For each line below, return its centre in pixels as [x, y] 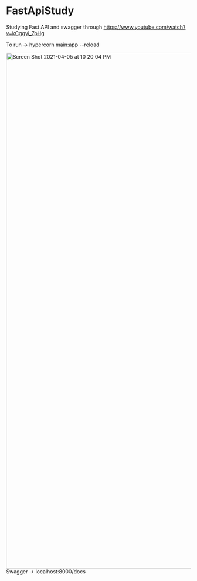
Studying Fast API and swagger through [54, 27]
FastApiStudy [40, 11]
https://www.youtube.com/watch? [145, 27]
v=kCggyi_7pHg [26, 33]
